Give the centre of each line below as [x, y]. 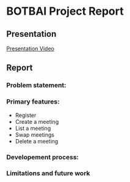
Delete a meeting [37, 141]
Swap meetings [35, 135]
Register [26, 115]
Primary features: [33, 102]
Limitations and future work [48, 173]
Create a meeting [37, 121]
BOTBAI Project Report [65, 11]
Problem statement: [36, 85]
